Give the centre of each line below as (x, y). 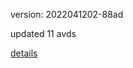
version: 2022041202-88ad (67, 14)
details (24, 53)
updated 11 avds (43, 33)
